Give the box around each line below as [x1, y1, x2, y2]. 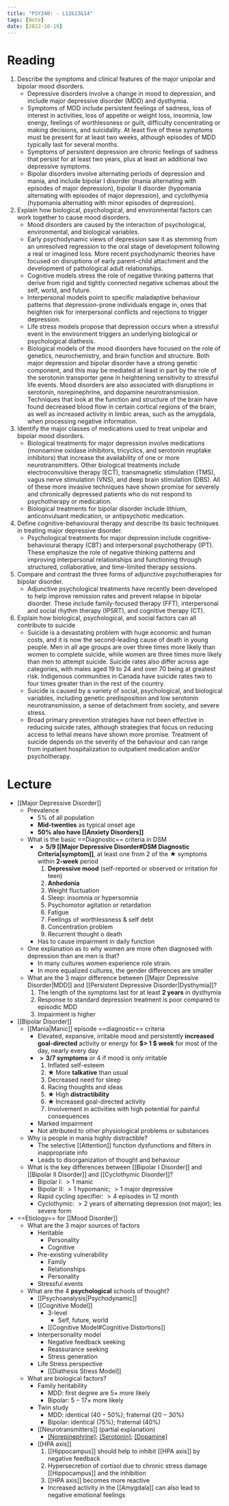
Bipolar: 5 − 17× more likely [47, 1396, 124, 1405]
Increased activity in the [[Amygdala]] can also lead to [47, 1483, 200, 1492]
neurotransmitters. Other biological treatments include [27, 461, 180, 470]
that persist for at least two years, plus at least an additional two [27, 155, 208, 163]
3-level [47, 1309, 68, 1317]
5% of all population [37, 814, 94, 822]
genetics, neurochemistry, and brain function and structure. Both [27, 352, 210, 360]
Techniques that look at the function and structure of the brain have [27, 396, 218, 404]
